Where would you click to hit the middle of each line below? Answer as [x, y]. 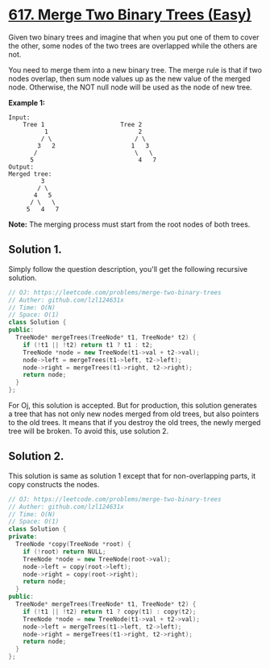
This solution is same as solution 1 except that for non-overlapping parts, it [132, 476]
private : [23, 537]
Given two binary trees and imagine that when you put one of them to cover [134, 37]
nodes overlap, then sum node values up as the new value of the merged [130, 78]
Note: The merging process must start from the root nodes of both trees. [129, 224]
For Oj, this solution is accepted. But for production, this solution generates [133, 405]
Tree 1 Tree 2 [83, 124]
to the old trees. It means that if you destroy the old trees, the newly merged [135, 422]
